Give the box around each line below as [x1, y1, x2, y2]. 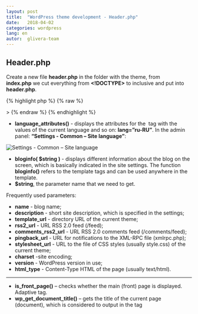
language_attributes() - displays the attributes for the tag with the [14, 120, 178, 127]
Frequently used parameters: [6, 192, 77, 199]
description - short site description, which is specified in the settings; [14, 209, 184, 216]
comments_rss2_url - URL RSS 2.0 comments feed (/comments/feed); [14, 228, 187, 235]
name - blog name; [14, 203, 62, 210]
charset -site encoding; [14, 253, 72, 260]
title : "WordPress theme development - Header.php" [6, 14, 138, 20]
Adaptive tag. [14, 289, 48, 296]
